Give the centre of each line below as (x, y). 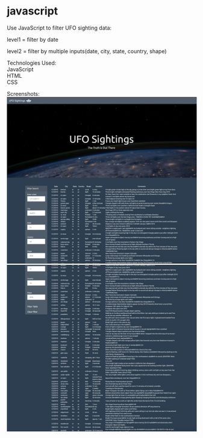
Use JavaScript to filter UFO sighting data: (59, 28)
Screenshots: (23, 94)
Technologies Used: (32, 63)
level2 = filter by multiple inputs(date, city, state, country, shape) (87, 51)
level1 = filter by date (33, 39)
